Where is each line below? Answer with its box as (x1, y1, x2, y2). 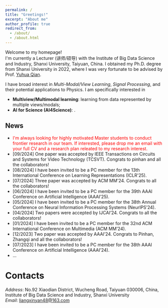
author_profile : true (5, 21, 51, 27)
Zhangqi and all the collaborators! (12, 236, 82, 242)
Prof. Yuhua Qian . (5, 71, 42, 77)
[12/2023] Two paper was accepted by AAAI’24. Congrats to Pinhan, (12, 231, 154, 237)
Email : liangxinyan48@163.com (5, 297, 70, 303)
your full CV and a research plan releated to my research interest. (12, 145, 148, 151)
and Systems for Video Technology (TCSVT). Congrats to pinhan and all (12, 156, 161, 162)
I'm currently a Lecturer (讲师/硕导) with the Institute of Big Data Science (5, 55, 155, 61)
